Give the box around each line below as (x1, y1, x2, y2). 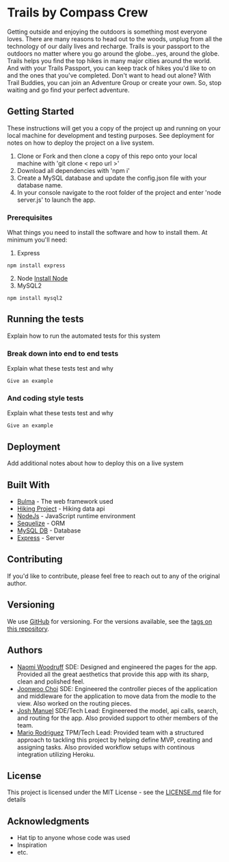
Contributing (7, 554, 63, 566)
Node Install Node (16, 275, 68, 283)
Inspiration (16, 841, 47, 849)
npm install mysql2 (7, 295, 63, 302)
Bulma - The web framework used (16, 498, 113, 506)
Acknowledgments (7, 815, 90, 827)
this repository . (7, 625, 50, 633)
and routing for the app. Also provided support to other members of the (16, 714, 219, 722)
